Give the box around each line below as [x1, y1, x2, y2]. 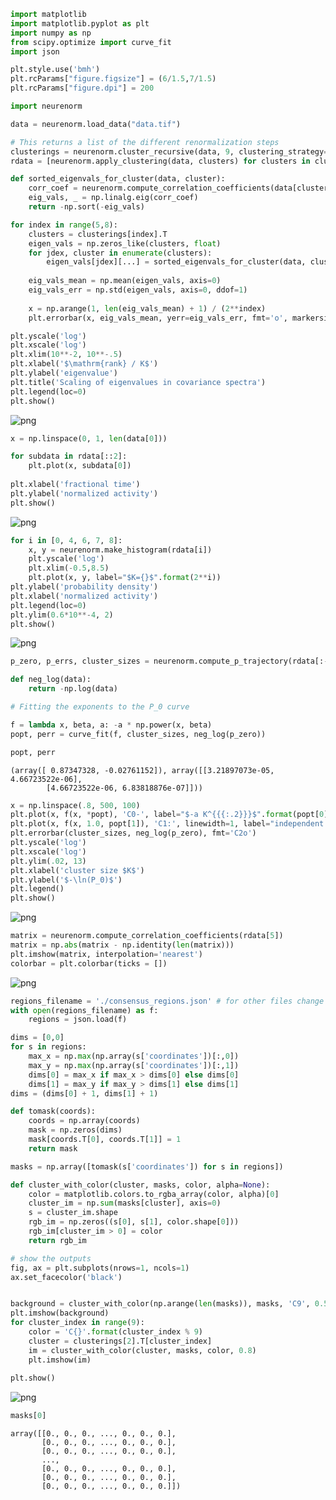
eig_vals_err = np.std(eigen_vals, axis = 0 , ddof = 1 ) [28, 285, 248, 295]
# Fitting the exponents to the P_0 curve [10, 702, 190, 712]
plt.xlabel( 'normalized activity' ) [10, 591, 159, 601]
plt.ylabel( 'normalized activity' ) [10, 488, 159, 499]
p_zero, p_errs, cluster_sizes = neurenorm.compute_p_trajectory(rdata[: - [10, 656, 329, 667]
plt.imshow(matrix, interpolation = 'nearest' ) [10, 949, 203, 959]
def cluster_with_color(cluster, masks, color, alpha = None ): [10, 1180, 271, 1190]
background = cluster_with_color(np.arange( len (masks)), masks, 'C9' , [10, 1299, 311, 1309]
